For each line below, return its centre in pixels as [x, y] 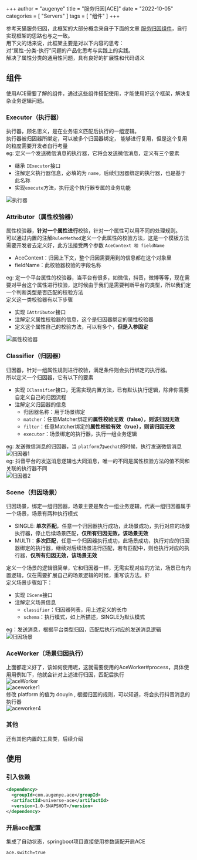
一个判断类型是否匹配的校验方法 [45, 292]
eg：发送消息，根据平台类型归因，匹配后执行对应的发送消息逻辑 [84, 629]
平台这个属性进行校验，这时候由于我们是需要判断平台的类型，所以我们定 [103, 285]
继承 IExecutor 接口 [38, 166]
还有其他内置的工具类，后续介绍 [45, 738]
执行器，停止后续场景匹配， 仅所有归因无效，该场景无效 [81, 533]
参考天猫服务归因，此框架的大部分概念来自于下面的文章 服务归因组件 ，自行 [97, 28]
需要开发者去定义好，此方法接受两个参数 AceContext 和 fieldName [86, 245]
